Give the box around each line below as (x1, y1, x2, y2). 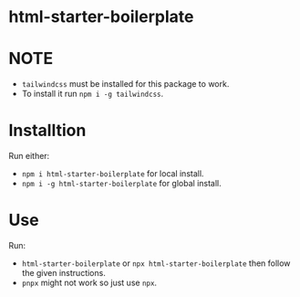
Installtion (8, 121, 87, 141)
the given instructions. (21, 268, 106, 278)
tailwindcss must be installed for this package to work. (21, 79, 230, 90)
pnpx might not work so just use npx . (21, 277, 157, 288)
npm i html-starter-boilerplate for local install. (21, 168, 204, 179)
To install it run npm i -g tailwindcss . (21, 89, 164, 100)
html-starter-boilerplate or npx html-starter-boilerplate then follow (21, 258, 291, 269)
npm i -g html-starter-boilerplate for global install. (21, 178, 222, 189)
